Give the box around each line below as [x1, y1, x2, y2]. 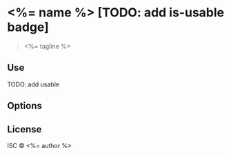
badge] [7, 19, 50, 35]
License [7, 123, 42, 135]
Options [7, 100, 43, 112]
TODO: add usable [7, 80, 60, 88]
